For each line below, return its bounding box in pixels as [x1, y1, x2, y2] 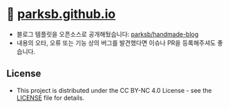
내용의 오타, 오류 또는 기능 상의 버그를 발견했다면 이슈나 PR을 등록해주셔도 [16, 38, 216, 47]
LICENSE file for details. [16, 93, 84, 102]
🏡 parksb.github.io [6, 6, 116, 22]
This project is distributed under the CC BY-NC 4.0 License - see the [16, 86, 212, 94]
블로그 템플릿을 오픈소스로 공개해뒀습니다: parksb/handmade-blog [16, 30, 199, 38]
